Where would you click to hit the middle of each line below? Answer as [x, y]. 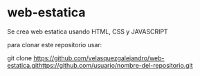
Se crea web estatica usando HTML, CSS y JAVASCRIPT [88, 31]
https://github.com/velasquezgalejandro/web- [99, 58]
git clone [20, 58]
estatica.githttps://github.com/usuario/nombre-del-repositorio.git [100, 65]
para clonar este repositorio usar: [55, 45]
